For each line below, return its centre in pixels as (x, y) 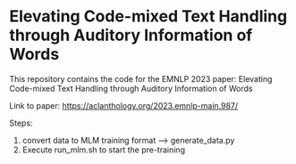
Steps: (21, 123)
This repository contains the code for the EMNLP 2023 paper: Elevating (141, 78)
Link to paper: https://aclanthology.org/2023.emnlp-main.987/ (124, 105)
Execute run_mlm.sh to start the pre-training (104, 150)
